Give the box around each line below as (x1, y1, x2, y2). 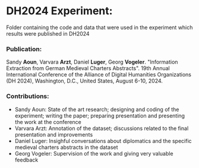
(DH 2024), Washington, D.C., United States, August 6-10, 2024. (6, 77, 163, 84)
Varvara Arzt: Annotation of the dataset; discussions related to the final (14, 125, 189, 132)
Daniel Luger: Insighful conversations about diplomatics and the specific (14, 137, 192, 144)
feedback (14, 156, 39, 163)
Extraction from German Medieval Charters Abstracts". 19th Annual (6, 65, 170, 72)
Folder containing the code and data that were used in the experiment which (6, 24, 193, 31)
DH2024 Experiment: (6, 4, 113, 18)
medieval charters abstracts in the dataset (14, 144, 118, 151)
